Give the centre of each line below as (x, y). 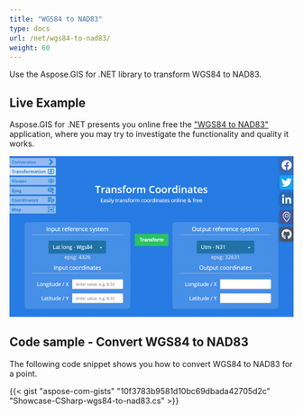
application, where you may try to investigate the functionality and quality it (149, 134)
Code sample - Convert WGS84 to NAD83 (129, 342)
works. (22, 143)
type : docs (30, 28)
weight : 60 (30, 48)
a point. (23, 373)
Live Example (47, 102)
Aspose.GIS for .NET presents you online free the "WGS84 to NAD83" (139, 124)
